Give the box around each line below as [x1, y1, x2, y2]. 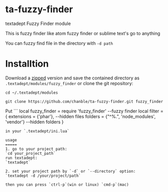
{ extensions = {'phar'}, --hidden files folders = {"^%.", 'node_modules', [5, 113, 156, 119]
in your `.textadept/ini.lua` [5, 128, 70, 133]
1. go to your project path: [5, 146, 67, 151]
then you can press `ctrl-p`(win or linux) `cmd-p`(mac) [5, 182, 129, 187]
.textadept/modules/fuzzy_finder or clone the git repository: [5, 80, 134, 86]
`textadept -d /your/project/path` [5, 173, 81, 178]
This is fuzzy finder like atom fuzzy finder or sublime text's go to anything [5, 30, 161, 36]
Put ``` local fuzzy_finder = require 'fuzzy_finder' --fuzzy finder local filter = [5, 108, 163, 114]
